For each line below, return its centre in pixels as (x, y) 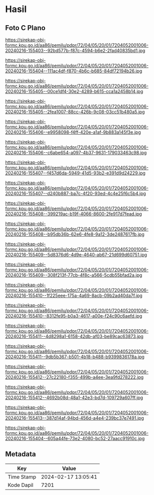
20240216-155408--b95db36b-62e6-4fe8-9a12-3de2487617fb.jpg (75, 234)
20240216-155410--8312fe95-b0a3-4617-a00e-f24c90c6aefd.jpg (74, 316)
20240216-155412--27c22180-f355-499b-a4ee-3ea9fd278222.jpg (74, 377)
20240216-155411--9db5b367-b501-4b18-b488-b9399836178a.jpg (75, 357)
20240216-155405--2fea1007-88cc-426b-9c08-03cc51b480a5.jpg (75, 112)
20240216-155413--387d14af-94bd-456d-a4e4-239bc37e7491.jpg (74, 418)
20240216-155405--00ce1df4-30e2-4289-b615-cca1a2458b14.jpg (74, 91)
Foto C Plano (25, 28)
